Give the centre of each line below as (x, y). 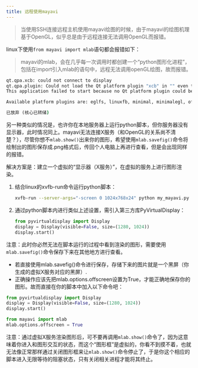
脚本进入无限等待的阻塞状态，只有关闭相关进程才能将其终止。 (81, 359)
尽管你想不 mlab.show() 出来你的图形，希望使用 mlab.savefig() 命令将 (106, 139)
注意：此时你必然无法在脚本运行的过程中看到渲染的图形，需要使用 (86, 244)
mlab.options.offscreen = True (44, 325)
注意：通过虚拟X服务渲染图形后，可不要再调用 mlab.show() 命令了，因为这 (95, 337)
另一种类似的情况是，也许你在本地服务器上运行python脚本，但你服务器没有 (97, 125)
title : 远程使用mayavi (32, 12)
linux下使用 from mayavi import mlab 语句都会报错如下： (73, 49)
